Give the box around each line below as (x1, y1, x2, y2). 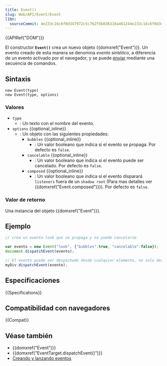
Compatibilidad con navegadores (5, 304, 110, 313)
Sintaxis (5, 75, 31, 83)
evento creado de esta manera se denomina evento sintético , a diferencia (5, 50, 156, 56)
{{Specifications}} (5, 289, 42, 295)
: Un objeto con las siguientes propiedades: (19, 131, 109, 137)
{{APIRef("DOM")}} (5, 35, 45, 41)
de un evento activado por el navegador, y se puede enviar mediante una (5, 55, 155, 61)
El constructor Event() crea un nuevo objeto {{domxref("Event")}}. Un (5, 44, 148, 50)
